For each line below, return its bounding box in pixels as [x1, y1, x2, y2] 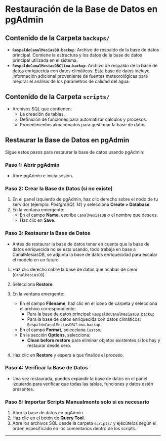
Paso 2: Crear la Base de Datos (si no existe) [5, 185, 113, 192]
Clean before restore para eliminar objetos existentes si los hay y [27, 337, 161, 343]
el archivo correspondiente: [19, 305, 76, 311]
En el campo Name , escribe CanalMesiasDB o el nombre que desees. [19, 212, 158, 218]
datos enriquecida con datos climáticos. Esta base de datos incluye [12, 68, 150, 74]
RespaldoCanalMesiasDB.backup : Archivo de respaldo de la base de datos [12, 47, 159, 52]
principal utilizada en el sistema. [12, 57, 78, 63]
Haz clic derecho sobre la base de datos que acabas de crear [12, 266, 138, 272]
